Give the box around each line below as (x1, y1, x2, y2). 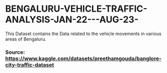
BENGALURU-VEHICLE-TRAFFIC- (5, 3, 148, 15)
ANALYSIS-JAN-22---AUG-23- (5, 14, 139, 25)
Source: (5, 49, 25, 56)
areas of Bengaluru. (5, 36, 47, 42)
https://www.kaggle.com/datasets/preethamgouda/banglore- (5, 55, 162, 62)
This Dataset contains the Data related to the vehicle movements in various (5, 30, 162, 36)
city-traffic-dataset (5, 61, 54, 68)
